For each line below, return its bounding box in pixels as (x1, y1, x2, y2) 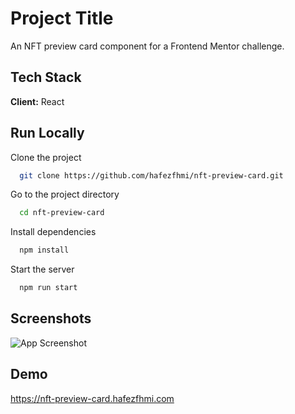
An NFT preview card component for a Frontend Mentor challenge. (10, 40, 285, 52)
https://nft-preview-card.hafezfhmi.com (10, 392, 175, 404)
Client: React (10, 95, 65, 107)
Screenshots (10, 310, 92, 327)
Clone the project (10, 151, 82, 163)
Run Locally (10, 125, 85, 142)
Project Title (10, 7, 114, 30)
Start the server (10, 263, 75, 276)
